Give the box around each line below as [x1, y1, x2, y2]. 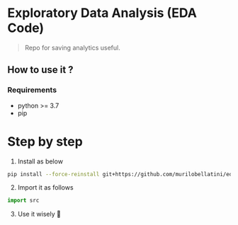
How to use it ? [7, 64, 74, 76]
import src [7, 197, 40, 204]
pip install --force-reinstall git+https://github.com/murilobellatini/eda [7, 171, 236, 178]
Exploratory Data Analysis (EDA [7, 5, 197, 21]
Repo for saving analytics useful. [24, 43, 120, 52]
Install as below [17, 157, 64, 166]
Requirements [7, 85, 57, 95]
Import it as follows [17, 183, 74, 192]
